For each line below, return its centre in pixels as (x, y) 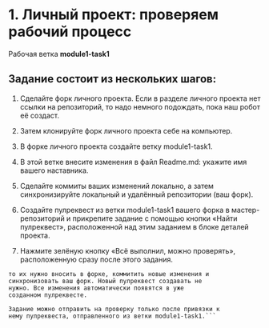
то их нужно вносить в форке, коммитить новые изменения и (109, 274)
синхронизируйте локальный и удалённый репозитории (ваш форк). (137, 194)
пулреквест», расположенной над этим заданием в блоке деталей (134, 226)
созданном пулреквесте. (48, 295)
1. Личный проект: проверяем (113, 15)
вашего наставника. (54, 170)
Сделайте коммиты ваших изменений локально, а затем (117, 186)
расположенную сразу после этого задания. (96, 259)
